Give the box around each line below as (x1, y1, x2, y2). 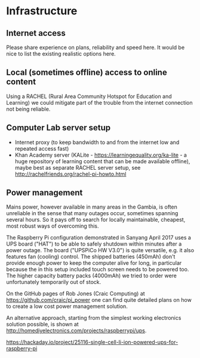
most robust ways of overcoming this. (6, 222, 100, 230)
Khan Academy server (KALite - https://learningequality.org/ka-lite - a (14, 151, 187, 158)
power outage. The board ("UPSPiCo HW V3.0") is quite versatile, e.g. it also (6, 247, 195, 254)
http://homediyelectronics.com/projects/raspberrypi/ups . (6, 327, 147, 334)
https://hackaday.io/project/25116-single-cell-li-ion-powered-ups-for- (6, 339, 179, 346)
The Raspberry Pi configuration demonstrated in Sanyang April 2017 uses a (6, 234, 191, 241)
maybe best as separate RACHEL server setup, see (14, 164, 141, 171)
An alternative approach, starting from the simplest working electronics (6, 314, 181, 322)
